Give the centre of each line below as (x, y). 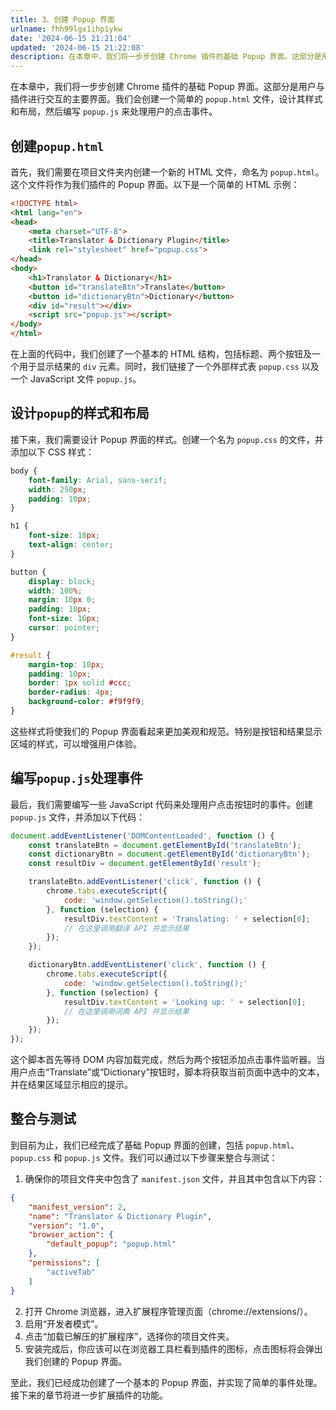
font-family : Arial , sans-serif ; (98, 480)
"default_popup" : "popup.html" (111, 1244)
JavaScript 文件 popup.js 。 (85, 379)
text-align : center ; (71, 545)
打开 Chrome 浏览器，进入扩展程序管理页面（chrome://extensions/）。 (168, 1311)
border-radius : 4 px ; (71, 692)
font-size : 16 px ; (64, 619)
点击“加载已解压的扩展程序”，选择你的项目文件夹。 (129, 1336)
